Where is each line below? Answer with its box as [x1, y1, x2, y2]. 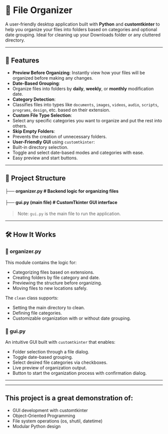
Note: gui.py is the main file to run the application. [17, 210, 121, 216]
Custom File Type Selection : [12, 112, 72, 118]
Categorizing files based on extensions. [12, 269, 94, 275]
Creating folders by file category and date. [12, 274, 100, 280]
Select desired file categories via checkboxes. [12, 359, 107, 365]
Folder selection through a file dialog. [12, 348, 89, 355]
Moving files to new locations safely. [12, 285, 88, 291]
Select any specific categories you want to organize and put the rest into [12, 117, 162, 123]
